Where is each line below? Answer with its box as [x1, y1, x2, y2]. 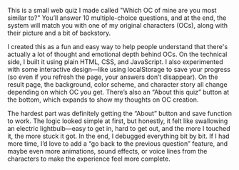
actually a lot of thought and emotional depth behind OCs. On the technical [7, 50, 228, 58]
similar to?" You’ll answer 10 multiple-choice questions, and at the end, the [7, 14, 227, 22]
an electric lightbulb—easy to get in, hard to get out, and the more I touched [7, 124, 230, 132]
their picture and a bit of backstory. [7, 28, 111, 37]
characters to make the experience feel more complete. [7, 154, 171, 163]
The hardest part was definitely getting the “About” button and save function [7, 110, 232, 117]
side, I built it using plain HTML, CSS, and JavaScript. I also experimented [7, 58, 223, 66]
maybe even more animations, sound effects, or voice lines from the [7, 147, 208, 155]
